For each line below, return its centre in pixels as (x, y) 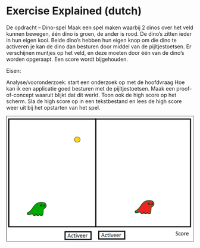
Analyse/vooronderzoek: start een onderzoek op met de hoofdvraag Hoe (96, 82)
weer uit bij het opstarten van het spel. (53, 107)
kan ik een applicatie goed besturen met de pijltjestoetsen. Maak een (91, 88)
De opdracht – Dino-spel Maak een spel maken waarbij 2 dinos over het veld (100, 27)
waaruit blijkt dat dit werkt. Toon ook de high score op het (106, 95)
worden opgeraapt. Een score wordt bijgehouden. (67, 59)
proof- (184, 88)
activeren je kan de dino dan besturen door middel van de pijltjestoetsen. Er (99, 46)
